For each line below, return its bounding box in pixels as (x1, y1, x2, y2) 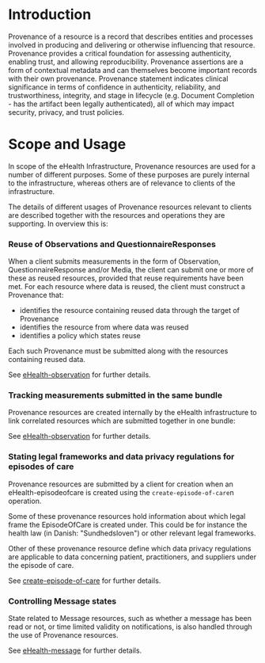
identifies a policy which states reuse (19, 331, 141, 341)
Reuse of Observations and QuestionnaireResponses (8, 238, 216, 250)
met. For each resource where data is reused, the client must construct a (8, 282, 245, 291)
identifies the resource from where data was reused (19, 322, 189, 332)
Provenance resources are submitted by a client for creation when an (8, 479, 233, 489)
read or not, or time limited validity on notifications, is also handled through (8, 622, 253, 631)
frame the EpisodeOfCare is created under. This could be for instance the (8, 520, 248, 529)
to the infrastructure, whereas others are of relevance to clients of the (8, 178, 236, 188)
